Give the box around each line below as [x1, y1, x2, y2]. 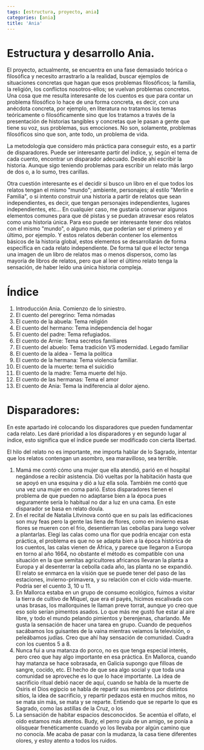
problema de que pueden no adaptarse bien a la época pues [15, 492, 167, 500]
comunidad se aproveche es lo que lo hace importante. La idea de [15, 672, 181, 680]
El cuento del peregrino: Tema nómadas [15, 312, 116, 319]
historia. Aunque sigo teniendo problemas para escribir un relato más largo [7, 162, 194, 169]
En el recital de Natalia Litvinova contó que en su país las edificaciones [15, 512, 193, 519]
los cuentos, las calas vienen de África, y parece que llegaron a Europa [15, 544, 193, 551]
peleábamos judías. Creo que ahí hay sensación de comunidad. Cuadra [15, 634, 194, 641]
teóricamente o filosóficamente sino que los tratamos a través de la [7, 112, 175, 119]
